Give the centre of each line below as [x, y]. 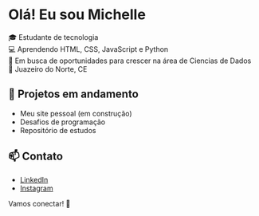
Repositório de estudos [58, 130]
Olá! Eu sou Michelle [77, 15]
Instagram [36, 188]
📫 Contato [36, 157]
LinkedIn [34, 179]
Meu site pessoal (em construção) [76, 113]
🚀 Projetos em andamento [74, 94]
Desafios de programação [63, 122]
